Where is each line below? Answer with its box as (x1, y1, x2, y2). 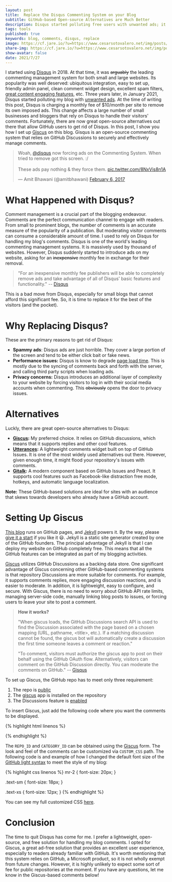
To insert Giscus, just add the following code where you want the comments (5, 708, 166, 714)
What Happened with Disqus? (5, 194, 135, 206)
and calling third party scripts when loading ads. (12, 369, 115, 375)
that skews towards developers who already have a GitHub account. (5, 494, 149, 500)
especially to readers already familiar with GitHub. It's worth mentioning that (5, 850, 166, 856)
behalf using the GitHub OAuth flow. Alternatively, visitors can (17, 656, 148, 662)
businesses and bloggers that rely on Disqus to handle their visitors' (5, 113, 149, 119)
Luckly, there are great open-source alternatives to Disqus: (5, 425, 130, 431)
